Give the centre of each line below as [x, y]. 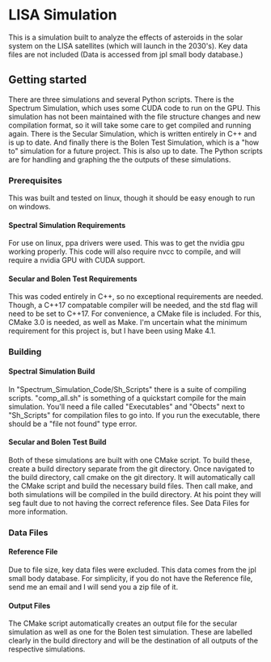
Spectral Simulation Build [52, 371]
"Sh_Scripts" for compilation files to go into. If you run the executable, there [134, 415]
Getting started [48, 80]
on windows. [30, 207]
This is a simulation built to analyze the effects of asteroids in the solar [126, 37]
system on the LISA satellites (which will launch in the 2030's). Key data [128, 45]
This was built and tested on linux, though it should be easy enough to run [132, 198]
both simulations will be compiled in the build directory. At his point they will [135, 494]
